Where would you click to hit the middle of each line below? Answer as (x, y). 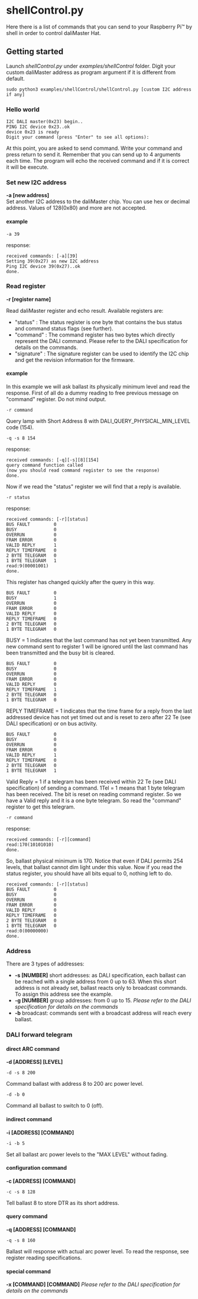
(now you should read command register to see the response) (83, 471)
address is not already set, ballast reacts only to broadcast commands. (101, 988)
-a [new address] (28, 195)
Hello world (23, 109)
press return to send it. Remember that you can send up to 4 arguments (93, 155)
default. (16, 78)
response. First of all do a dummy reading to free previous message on (92, 393)
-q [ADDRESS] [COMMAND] (41, 1230)
